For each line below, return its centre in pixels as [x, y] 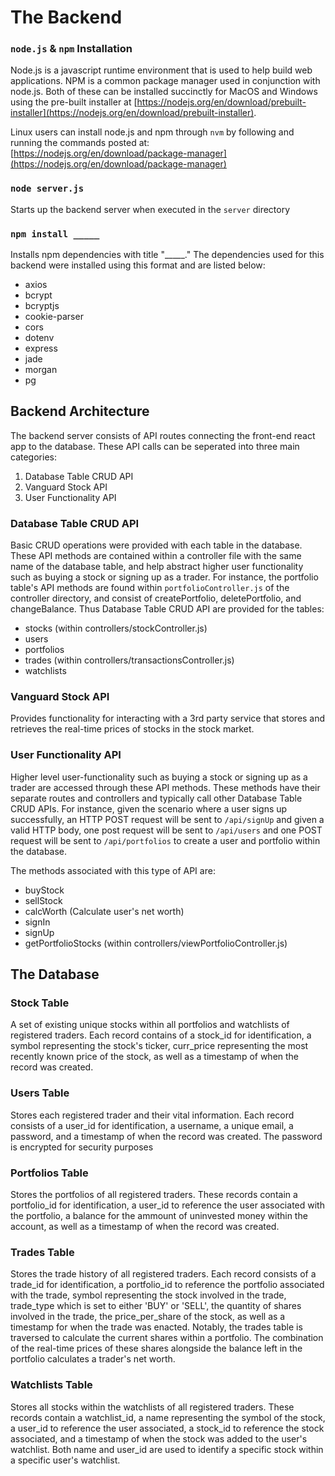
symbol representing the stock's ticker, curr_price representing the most [159, 1046]
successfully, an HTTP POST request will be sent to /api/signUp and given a [167, 819]
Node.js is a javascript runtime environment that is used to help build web [161, 70]
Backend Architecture [80, 411]
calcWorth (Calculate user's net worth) [104, 911]
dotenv [39, 338]
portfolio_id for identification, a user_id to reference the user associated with [167, 1205]
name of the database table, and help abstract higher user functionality [157, 567]
